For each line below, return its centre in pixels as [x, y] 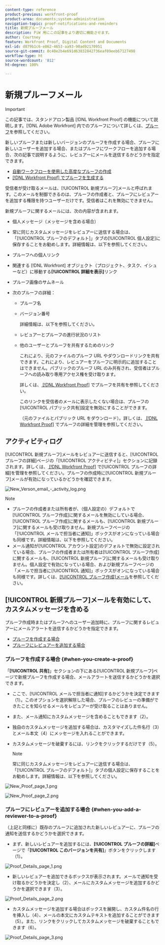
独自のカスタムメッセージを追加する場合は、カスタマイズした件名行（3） [86, 727]
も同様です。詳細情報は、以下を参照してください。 [64, 539]
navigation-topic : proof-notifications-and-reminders [62, 24]
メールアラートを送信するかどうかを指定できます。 [69, 628]
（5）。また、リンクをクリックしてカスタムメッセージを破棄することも [83, 921]
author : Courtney [23, 38]
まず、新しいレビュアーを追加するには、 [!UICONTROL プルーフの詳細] [83, 844]
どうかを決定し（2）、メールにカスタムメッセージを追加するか [92, 883]
